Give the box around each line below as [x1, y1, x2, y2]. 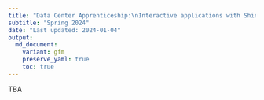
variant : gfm [22, 48, 65, 56]
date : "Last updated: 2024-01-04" [8, 26, 122, 34]
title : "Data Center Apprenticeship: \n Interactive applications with [8, 11, 241, 20]
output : [8, 33, 34, 42]
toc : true [22, 63, 55, 71]
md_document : [15, 41, 58, 49]
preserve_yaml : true [22, 56, 90, 64]
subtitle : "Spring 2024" [8, 19, 90, 27]
